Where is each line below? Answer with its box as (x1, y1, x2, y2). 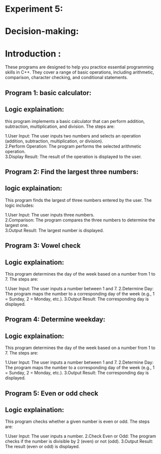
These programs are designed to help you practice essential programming (5, 64, 154, 70)
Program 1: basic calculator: (5, 89, 91, 97)
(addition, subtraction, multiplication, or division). (5, 138, 104, 144)
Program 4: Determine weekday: (5, 316, 106, 324)
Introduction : (5, 48, 61, 59)
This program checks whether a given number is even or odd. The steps (5, 418, 150, 425)
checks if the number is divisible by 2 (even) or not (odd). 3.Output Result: (5, 438, 153, 444)
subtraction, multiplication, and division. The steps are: (5, 123, 115, 129)
